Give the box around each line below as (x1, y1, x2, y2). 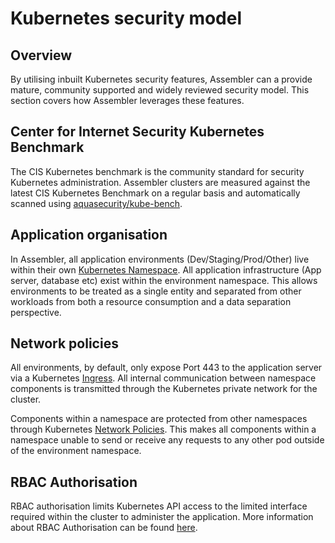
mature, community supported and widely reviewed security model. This (10, 84, 310, 96)
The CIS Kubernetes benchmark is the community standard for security (10, 165, 305, 177)
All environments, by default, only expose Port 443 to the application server (10, 362, 323, 374)
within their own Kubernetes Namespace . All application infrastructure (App (10, 263, 322, 276)
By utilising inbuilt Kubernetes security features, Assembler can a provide (10, 73, 313, 85)
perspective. (10, 306, 62, 318)
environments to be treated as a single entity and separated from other (10, 285, 302, 297)
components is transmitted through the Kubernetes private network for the (10, 383, 318, 395)
